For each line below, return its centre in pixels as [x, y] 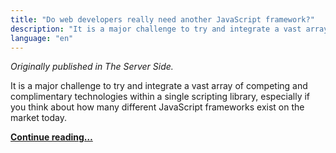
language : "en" [42, 38]
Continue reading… [51, 137]
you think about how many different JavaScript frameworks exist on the [157, 107]
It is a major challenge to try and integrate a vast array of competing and [159, 86]
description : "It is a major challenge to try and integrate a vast [156, 29]
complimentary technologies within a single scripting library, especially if [160, 97]
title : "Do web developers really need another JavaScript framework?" [162, 19]
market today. [39, 118]
